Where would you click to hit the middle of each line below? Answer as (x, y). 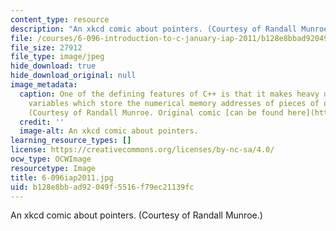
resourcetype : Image (53, 168)
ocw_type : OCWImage (51, 159)
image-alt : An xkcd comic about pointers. (109, 131)
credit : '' (42, 122)
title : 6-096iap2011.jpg (62, 177)
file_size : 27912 (46, 47)
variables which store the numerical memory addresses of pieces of (174, 103)
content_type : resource (60, 19)
